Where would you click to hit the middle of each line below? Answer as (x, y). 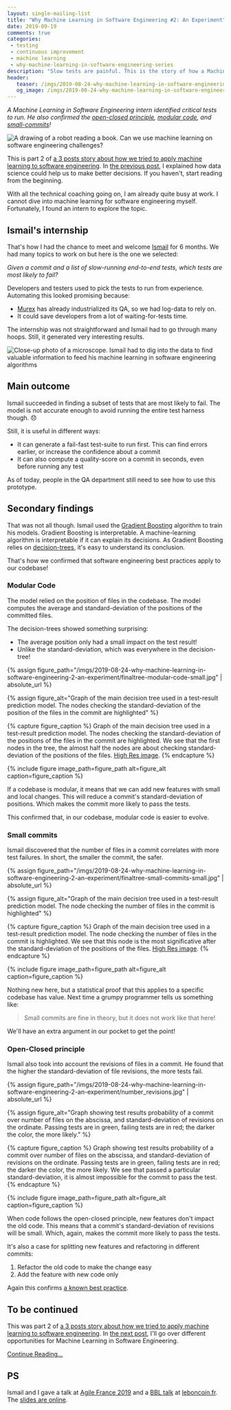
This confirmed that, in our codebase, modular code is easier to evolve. (108, 817)
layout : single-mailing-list (49, 13)
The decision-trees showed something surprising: (78, 628)
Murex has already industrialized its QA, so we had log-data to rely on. (117, 309)
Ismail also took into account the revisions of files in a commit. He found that (115, 1064)
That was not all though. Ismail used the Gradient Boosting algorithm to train (115, 525)
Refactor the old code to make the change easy (84, 1267)
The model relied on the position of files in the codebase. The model (104, 601)
